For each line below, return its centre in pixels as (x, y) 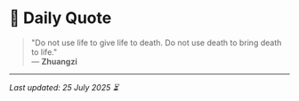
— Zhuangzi (54, 61)
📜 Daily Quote (61, 18)
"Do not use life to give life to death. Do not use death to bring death (156, 43)
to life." (44, 51)
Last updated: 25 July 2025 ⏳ (64, 87)
